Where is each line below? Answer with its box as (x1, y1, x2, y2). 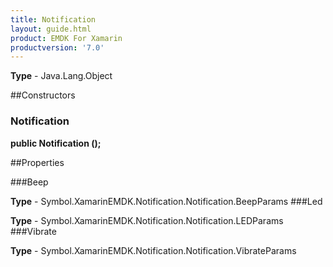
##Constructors (10, 89, 76, 101)
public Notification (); (10, 137, 102, 149)
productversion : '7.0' (10, 42, 105, 53)
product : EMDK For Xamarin (10, 33, 123, 43)
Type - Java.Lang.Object (10, 70, 113, 82)
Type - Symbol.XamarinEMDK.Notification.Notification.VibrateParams (10, 244, 297, 256)
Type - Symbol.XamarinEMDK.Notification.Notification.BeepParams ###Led (10, 195, 323, 207)
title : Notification (10, 14, 97, 25)
